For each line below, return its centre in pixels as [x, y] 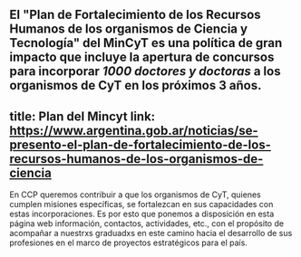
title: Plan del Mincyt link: [83, 116]
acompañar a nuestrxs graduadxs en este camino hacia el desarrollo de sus [151, 233]
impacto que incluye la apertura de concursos [142, 57]
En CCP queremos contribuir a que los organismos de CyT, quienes [135, 195]
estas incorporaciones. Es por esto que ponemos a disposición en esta [142, 214]
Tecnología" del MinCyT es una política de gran [146, 43]
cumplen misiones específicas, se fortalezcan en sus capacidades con [141, 205]
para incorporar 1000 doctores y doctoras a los [145, 71]
